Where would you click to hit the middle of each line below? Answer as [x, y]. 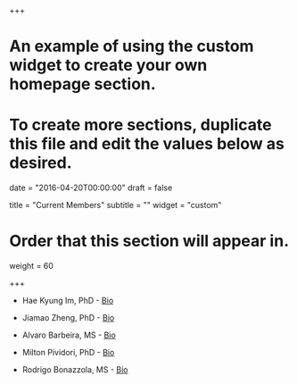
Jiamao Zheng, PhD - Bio [68, 318]
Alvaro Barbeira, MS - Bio [69, 335]
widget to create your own [108, 66]
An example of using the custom [132, 46]
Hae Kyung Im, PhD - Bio [68, 301]
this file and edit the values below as [147, 144]
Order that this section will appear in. [149, 241]
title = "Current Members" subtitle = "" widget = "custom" [115, 205]
